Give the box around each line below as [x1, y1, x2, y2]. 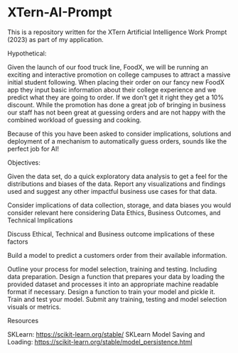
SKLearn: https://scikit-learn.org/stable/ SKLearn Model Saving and [7, 330, 205, 338]
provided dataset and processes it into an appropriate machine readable [7, 280, 219, 288]
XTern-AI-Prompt [7, 4, 112, 21]
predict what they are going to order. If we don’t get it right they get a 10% [7, 93, 225, 102]
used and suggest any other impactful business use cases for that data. [7, 187, 217, 195]
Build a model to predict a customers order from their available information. [7, 251, 227, 259]
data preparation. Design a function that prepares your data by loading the [7, 272, 225, 281]
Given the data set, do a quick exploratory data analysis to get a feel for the [7, 172, 228, 180]
